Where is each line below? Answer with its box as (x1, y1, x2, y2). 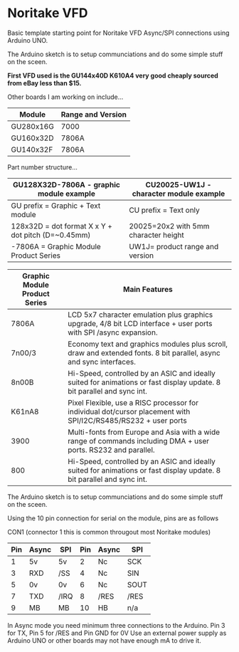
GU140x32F (11, 144, 53, 154)
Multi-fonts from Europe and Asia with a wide (67, 427, 221, 437)
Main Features (123, 284, 173, 294)
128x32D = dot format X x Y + (11, 221, 112, 231)
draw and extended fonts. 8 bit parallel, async (67, 347, 221, 357)
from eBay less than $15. (7, 78, 82, 87)
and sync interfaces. (67, 357, 137, 367)
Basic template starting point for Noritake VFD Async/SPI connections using (7, 28, 230, 37)
